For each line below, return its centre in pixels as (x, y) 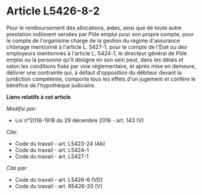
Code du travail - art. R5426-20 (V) (58, 186)
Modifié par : (22, 108)
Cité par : (17, 168)
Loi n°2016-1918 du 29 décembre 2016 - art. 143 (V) (79, 120)
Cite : (12, 132)
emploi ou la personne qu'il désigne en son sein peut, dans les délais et (95, 60)
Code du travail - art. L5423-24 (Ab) (60, 143)
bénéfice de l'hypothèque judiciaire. (51, 85)
